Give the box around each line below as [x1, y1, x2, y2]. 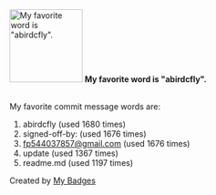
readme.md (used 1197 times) [22, 158, 134, 168]
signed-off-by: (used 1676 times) [22, 128, 148, 139]
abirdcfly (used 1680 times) [22, 118, 126, 129]
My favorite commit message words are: [9, 101, 161, 112]
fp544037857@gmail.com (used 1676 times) [22, 139, 190, 149]
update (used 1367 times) [22, 148, 118, 159]
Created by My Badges [9, 175, 96, 186]
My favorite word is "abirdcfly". [84, 74, 207, 85]
